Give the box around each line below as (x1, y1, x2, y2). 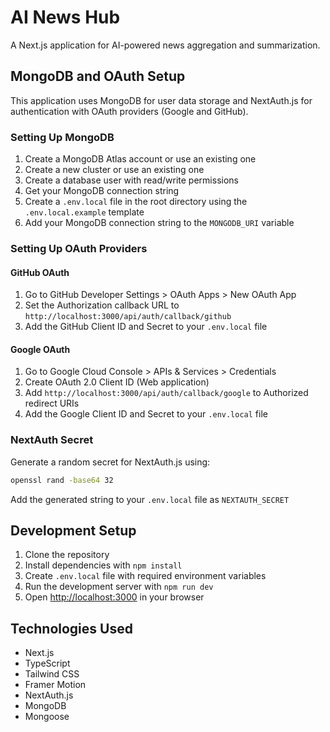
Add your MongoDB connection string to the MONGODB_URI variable (24, 217, 295, 229)
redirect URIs (24, 397, 80, 410)
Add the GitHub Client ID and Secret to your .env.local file (24, 321, 268, 333)
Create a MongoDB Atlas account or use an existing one (24, 153, 257, 165)
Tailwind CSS (24, 668, 80, 680)
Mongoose (24, 711, 70, 723)
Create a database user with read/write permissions (24, 174, 239, 186)
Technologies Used (10, 620, 133, 637)
